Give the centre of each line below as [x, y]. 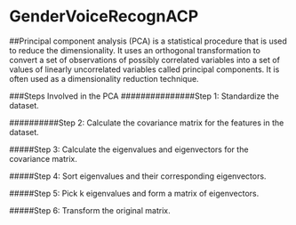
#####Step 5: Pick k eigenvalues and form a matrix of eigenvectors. [134, 193]
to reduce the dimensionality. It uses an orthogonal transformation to [135, 50]
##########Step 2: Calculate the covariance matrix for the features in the [147, 123]
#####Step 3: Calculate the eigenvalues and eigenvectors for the [129, 149]
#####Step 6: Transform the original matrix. [90, 210]
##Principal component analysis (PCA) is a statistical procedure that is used [148, 41]
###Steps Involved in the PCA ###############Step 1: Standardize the [144, 96]
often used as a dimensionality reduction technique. [104, 78]
